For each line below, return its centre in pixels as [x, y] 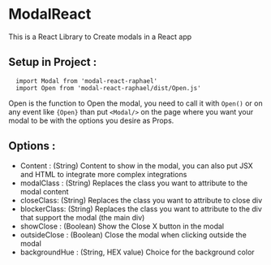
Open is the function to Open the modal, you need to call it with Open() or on [135, 103]
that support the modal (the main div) [82, 217]
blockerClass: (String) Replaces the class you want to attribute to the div [141, 209]
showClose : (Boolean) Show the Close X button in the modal [122, 226]
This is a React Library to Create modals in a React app [100, 37]
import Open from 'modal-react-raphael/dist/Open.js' [108, 88]
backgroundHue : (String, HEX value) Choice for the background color [137, 252]
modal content [44, 191]
